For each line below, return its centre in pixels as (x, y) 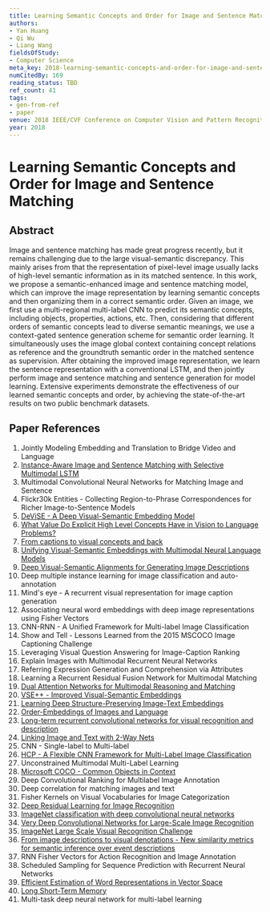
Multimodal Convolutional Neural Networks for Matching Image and (132, 482)
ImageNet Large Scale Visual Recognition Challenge (107, 831)
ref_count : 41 (33, 90)
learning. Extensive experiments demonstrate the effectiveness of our (124, 386)
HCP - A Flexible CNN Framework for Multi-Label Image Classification (136, 754)
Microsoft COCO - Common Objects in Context (98, 771)
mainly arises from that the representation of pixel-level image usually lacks (134, 267)
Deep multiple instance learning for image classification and (120, 575)
